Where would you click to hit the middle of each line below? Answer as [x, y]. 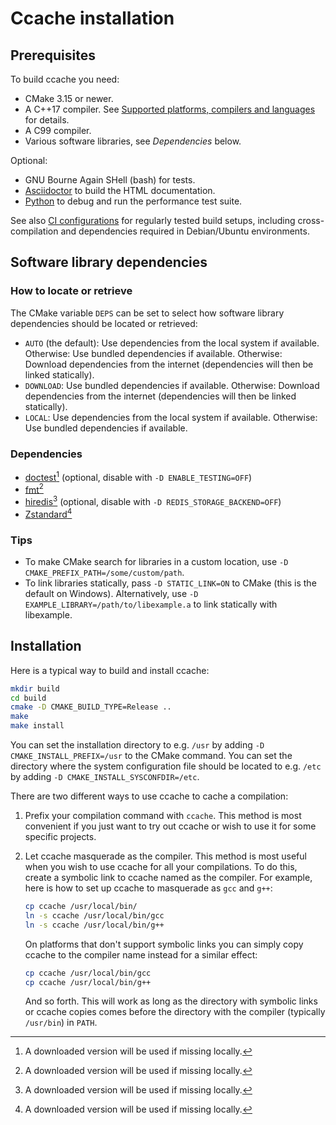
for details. [47, 120]
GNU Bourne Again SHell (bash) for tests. [110, 180]
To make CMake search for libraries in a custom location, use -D [156, 561]
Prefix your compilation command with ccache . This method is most [163, 816]
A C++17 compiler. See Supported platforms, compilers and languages [170, 109]
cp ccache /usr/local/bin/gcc [88, 973]
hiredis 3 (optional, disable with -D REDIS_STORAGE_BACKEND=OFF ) [153, 500]
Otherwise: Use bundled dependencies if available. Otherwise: [153, 353]
